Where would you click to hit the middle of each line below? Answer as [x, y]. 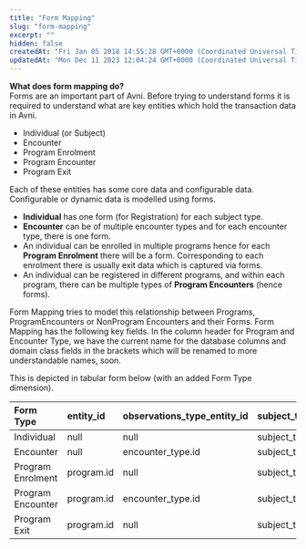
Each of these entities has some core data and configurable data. [132, 189]
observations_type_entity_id [185, 416]
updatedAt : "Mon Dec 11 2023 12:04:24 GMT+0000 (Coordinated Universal [148, 60]
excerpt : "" [32, 35]
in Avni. [23, 115]
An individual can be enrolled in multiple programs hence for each [146, 246]
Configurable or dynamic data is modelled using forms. [112, 199]
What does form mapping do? [67, 86]
